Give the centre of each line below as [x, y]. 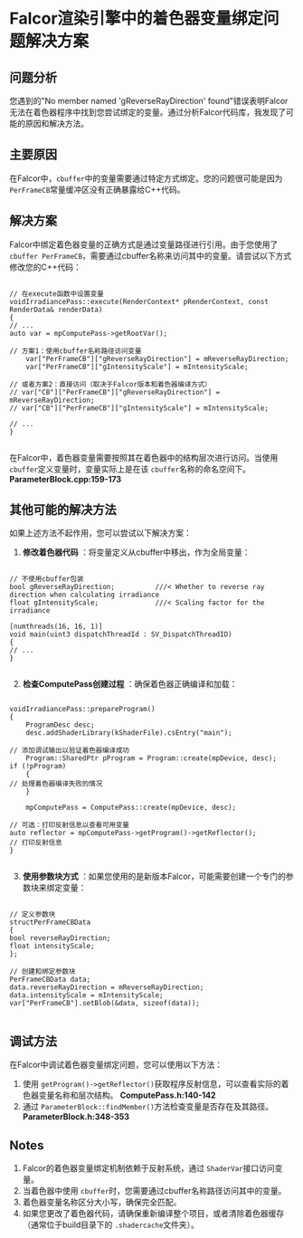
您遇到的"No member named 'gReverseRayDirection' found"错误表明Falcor [149, 101]
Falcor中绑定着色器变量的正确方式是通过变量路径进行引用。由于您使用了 [144, 244]
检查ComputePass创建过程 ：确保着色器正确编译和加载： [130, 684]
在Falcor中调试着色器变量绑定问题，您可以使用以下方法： [116, 1065]
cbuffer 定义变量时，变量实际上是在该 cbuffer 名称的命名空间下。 [130, 469]
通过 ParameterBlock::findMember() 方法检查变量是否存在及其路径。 [148, 1107]
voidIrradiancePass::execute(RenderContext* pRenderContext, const [139, 301]
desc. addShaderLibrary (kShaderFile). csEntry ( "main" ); [129, 733]
